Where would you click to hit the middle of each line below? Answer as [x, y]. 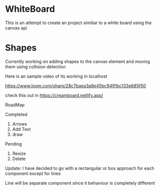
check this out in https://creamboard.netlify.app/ [54, 95]
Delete [19, 159]
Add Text [21, 129]
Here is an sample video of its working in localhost [56, 76]
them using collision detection [35, 66]
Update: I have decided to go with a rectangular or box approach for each [80, 168]
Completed [16, 114]
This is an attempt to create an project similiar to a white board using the [78, 23]
